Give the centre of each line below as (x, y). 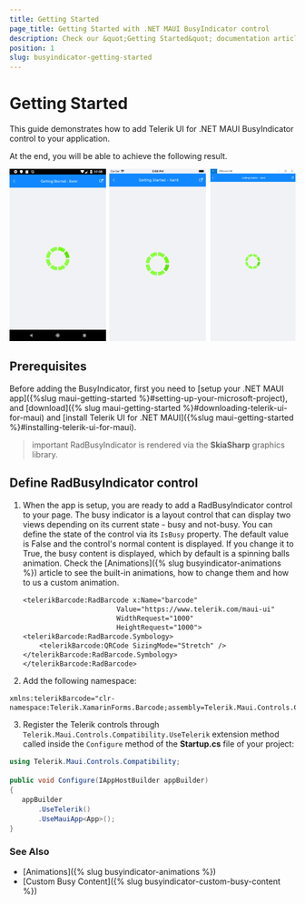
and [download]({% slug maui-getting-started (95, 407)
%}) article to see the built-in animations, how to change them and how (156, 572)
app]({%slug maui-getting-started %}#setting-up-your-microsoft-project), (149, 398)
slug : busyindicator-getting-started (81, 58)
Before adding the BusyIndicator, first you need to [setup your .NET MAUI (147, 388)
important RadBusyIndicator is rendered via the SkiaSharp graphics (158, 445)
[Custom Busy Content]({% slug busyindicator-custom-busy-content (152, 881)
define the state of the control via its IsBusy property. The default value (155, 534)
